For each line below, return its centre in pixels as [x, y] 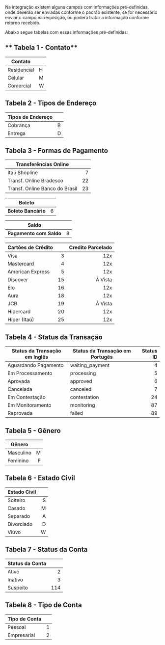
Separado [19, 516]
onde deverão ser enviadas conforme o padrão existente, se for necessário [81, 12]
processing [83, 374]
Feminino [18, 461]
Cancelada [20, 389]
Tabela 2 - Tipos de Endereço [51, 103]
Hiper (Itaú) [21, 320]
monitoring [82, 405]
